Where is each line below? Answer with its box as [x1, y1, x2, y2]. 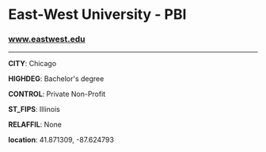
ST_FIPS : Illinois [8, 105, 61, 114]
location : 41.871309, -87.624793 [8, 135, 115, 145]
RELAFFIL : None [8, 120, 62, 129]
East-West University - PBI [8, 6, 187, 24]
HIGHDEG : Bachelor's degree [8, 74, 104, 83]
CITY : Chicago [8, 59, 57, 69]
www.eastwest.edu [8, 34, 85, 45]
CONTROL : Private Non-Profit [8, 89, 106, 99]
